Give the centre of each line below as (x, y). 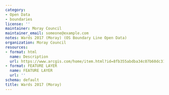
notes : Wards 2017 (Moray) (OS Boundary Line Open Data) (66, 38)
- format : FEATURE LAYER (31, 66)
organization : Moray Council (36, 43)
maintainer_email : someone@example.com (47, 33)
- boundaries (19, 19)
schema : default (22, 80)
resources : (17, 47)
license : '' (18, 24)
